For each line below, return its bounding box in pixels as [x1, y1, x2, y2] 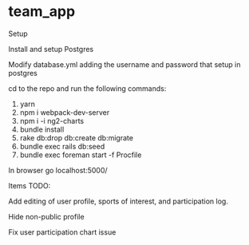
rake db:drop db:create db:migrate [19, 132, 134, 142]
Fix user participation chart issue [8, 227, 117, 237]
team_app [8, 2, 76, 21]
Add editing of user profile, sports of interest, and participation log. [8, 196, 229, 206]
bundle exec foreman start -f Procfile [19, 150, 142, 160]
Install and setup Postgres [8, 44, 94, 53]
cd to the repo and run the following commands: [8, 83, 167, 93]
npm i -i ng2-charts [19, 116, 85, 125]
